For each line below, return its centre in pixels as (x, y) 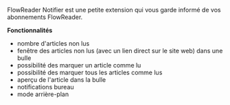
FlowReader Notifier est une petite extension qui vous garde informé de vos (114, 10)
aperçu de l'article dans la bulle (61, 80)
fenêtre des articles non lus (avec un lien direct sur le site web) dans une (120, 51)
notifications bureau (45, 87)
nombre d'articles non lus (53, 43)
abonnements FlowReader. (45, 17)
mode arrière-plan (43, 94)
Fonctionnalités (30, 30)
